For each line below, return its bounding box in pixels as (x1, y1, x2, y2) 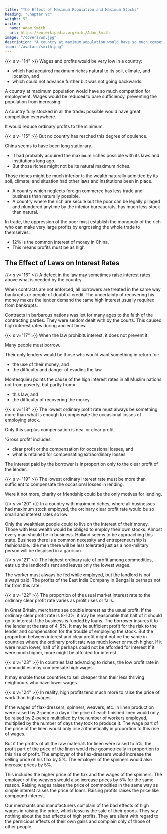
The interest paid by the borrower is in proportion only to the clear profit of (5, 461, 158, 467)
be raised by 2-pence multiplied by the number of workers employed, (5, 715, 148, 721)
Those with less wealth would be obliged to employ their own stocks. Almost (5, 526, 162, 532)
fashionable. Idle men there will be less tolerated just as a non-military (5, 542, 149, 548)
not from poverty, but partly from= (5, 382, 76, 388)
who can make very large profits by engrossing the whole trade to (5, 224, 140, 230)
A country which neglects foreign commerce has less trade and (12, 188, 143, 194)
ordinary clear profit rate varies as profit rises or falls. (5, 597, 114, 604)
